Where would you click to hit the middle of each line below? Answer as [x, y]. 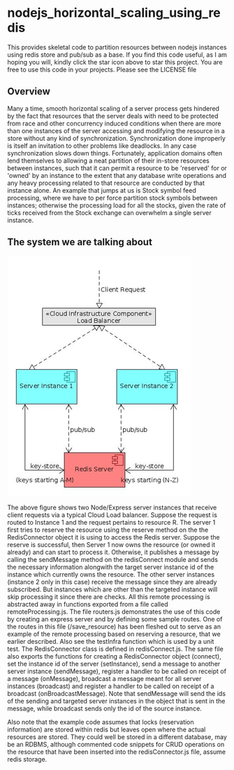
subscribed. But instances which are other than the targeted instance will [112, 589]
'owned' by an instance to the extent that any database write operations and [117, 175]
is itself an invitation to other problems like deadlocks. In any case [102, 146]
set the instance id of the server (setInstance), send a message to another [114, 664]
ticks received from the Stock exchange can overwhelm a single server [109, 212]
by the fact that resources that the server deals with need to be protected [113, 116]
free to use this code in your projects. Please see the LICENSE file [102, 69]
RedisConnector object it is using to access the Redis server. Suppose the [114, 537]
